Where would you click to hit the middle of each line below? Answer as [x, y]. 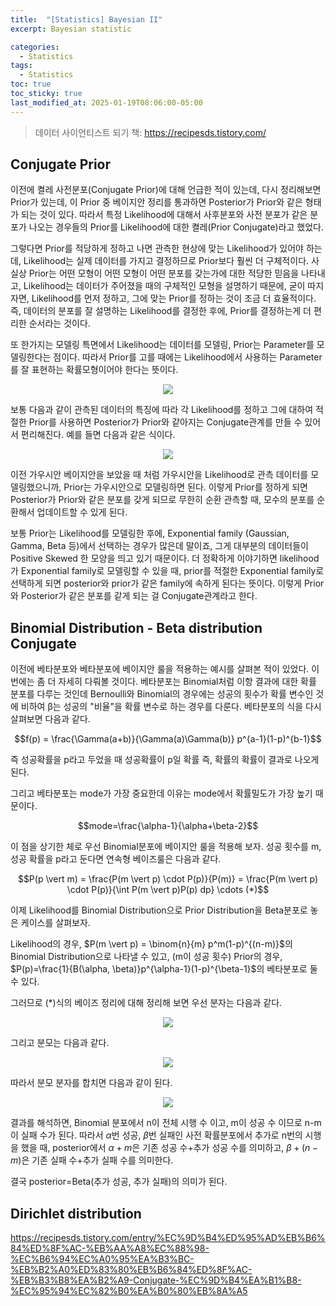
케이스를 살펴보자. [55, 923]
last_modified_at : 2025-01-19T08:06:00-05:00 [106, 102]
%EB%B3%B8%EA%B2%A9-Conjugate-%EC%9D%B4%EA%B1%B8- [156, 1280]
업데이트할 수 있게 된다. [82, 512]
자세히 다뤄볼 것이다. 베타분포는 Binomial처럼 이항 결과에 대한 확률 [187, 682]
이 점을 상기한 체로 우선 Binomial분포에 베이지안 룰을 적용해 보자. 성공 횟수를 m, [166, 847]
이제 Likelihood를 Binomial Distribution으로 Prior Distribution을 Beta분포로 [159, 910]
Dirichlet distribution [76, 1213]
